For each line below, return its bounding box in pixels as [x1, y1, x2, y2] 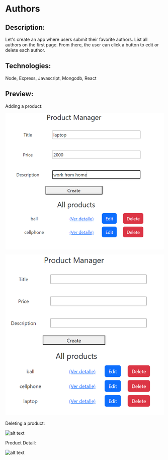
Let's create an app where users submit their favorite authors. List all [5, 36, 148, 42]
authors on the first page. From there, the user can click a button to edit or [5, 42, 159, 48]
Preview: [5, 90, 34, 98]
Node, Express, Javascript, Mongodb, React [5, 75, 97, 81]
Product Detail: [5, 439, 36, 446]
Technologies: [5, 61, 51, 71]
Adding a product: [5, 103, 43, 109]
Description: [5, 23, 45, 32]
